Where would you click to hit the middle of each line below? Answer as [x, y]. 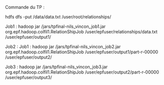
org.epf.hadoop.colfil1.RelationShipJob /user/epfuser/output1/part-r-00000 [82, 52]
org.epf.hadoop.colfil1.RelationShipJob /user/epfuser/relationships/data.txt [81, 32]
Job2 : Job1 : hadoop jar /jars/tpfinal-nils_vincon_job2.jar [63, 46]
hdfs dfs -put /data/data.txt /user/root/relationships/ [58, 17]
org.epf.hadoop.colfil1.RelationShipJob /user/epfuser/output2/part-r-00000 [82, 72]
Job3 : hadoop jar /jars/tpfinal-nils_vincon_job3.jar [56, 67]
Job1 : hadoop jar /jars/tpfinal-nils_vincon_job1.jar [55, 26]
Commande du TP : [25, 7]
